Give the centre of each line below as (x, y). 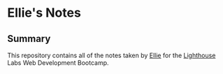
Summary (29, 39)
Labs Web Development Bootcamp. (58, 63)
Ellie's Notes (44, 13)
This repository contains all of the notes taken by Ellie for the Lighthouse (111, 55)
